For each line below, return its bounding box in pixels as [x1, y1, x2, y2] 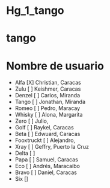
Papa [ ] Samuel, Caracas [14, 156, 78, 163]
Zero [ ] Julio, [14, 117, 49, 125]
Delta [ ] [14, 149, 35, 157]
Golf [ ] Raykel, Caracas [14, 124, 74, 131]
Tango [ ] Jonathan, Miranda [14, 98, 86, 106]
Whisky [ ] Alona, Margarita [14, 111, 83, 118]
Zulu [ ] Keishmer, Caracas [14, 85, 81, 92]
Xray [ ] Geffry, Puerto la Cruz [14, 143, 89, 151]
